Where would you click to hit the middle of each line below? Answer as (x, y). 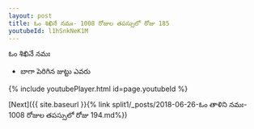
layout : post (30, 16)
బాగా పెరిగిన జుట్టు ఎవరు (55, 71)
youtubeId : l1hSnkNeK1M (49, 31)
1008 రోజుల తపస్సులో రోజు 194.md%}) (68, 115)
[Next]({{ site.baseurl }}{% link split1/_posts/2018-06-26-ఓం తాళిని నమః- (128, 105)
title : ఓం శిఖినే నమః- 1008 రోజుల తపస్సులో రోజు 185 (89, 23)
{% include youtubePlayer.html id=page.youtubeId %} (98, 89)
